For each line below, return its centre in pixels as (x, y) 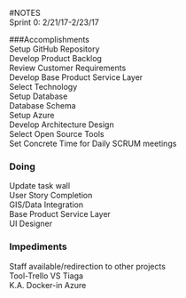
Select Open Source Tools (57, 134)
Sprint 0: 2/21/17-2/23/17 (54, 22)
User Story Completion (51, 196)
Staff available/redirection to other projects (88, 266)
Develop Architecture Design (62, 125)
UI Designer (31, 224)
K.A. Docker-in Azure (48, 285)
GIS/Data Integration (46, 205)
